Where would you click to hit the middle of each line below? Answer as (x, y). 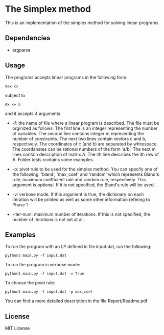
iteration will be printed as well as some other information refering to (81, 199)
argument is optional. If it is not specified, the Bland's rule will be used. (83, 185)
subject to (15, 95)
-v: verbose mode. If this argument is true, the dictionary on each (78, 194)
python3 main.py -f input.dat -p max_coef (49, 292)
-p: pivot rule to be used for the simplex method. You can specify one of (85, 169)
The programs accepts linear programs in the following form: (67, 77)
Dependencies (28, 38)
